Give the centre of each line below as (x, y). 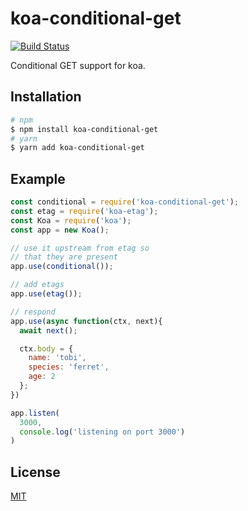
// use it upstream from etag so (80, 248)
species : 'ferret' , (69, 367)
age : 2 (42, 377)
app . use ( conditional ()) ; (62, 267)
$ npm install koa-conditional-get (84, 129)
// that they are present (64, 257)
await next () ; (48, 330)
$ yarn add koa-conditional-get (77, 148)
